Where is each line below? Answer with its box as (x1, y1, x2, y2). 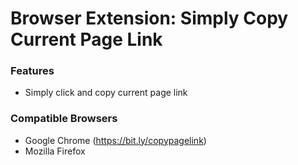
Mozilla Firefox (24, 145, 86, 157)
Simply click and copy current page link (24, 87, 188, 99)
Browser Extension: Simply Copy (10, 7, 289, 30)
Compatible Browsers (10, 112, 118, 126)
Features (10, 64, 55, 78)
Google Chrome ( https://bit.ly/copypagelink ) (24, 134, 207, 146)
